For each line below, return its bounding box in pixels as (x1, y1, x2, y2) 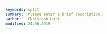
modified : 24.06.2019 (5, 21, 51, 26)
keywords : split (5, 7, 39, 12)
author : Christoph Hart (5, 16, 60, 21)
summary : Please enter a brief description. (5, 12, 102, 17)
